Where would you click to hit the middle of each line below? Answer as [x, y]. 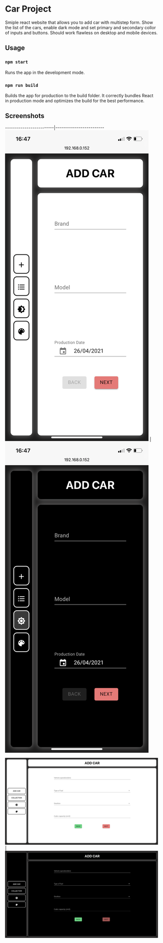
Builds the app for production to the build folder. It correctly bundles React [79, 95]
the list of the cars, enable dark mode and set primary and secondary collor [81, 27]
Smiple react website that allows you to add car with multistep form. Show [79, 22]
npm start [16, 62]
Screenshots [25, 116]
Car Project [28, 9]
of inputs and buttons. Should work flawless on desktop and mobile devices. [81, 33]
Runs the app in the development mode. [45, 72]
